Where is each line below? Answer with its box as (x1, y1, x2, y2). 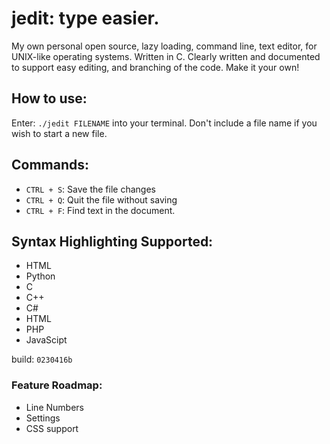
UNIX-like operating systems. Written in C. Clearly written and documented (11, 50, 321, 62)
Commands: (11, 157, 90, 174)
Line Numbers (25, 401, 84, 413)
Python (25, 270, 56, 282)
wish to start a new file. (11, 127, 108, 139)
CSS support (25, 422, 79, 434)
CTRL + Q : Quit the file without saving (25, 193, 178, 206)
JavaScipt (25, 334, 68, 346)
